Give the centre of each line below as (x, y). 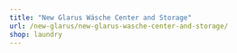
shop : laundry (36, 34)
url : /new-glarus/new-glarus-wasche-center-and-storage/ (119, 26)
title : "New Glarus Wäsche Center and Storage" (101, 18)
